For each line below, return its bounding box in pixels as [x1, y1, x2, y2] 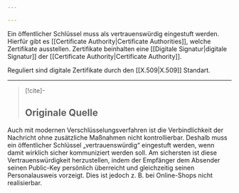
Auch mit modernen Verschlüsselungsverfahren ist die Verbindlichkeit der [7, 126, 224, 134]
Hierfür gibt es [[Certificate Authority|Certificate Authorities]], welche [7, 37, 211, 45]
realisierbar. [7, 178, 43, 187]
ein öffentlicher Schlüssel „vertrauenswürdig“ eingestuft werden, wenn [7, 140, 215, 149]
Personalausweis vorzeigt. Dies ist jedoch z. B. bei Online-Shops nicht [7, 171, 213, 180]
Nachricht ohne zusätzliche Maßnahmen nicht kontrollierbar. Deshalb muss [7, 133, 228, 142]
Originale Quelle [24, 107, 98, 119]
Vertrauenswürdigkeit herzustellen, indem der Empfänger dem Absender [7, 155, 221, 164]
